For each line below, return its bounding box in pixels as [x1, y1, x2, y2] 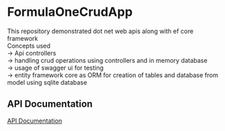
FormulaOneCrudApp [7, 4, 133, 20]
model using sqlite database [7, 78, 88, 86]
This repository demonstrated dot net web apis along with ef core [7, 27, 194, 35]
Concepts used [7, 41, 50, 50]
